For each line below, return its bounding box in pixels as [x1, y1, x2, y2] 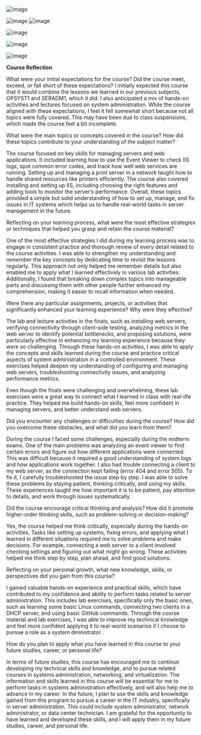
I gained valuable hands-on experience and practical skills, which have [6, 584, 181, 591]
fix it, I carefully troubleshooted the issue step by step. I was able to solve [6, 474, 188, 480]
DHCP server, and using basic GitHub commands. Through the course [6, 609, 180, 617]
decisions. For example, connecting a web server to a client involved [6, 542, 176, 549]
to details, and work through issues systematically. [6, 493, 131, 500]
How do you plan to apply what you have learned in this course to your [6, 640, 181, 647]
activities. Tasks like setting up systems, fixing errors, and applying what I [6, 529, 188, 536]
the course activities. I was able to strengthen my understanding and [6, 250, 176, 256]
